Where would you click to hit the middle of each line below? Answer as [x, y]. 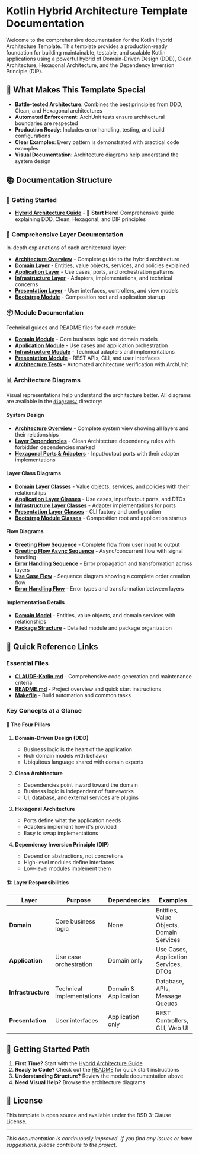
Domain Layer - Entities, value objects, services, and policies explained [102, 265]
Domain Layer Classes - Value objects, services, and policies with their [102, 486]
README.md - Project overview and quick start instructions [88, 689]
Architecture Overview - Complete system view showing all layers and [102, 428]
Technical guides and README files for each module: [71, 328]
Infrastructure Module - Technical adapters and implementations [94, 352]
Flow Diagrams [25, 531]
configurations [33, 136]
